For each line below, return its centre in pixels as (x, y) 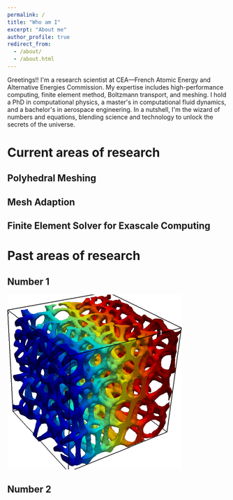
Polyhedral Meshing (52, 178)
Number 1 (29, 281)
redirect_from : (29, 44)
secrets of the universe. (41, 124)
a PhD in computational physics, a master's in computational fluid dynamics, (117, 102)
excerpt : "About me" (37, 29)
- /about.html (34, 59)
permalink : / (26, 15)
